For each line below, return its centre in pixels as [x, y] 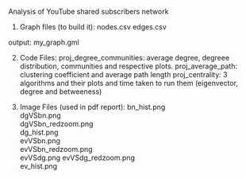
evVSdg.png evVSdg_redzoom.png [77, 158]
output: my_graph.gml [44, 42]
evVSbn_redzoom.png [56, 149]
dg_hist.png [39, 132]
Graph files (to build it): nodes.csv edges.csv [93, 27]
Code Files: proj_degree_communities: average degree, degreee [125, 58]
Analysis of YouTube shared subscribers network [88, 12]
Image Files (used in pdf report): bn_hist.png [92, 107]
